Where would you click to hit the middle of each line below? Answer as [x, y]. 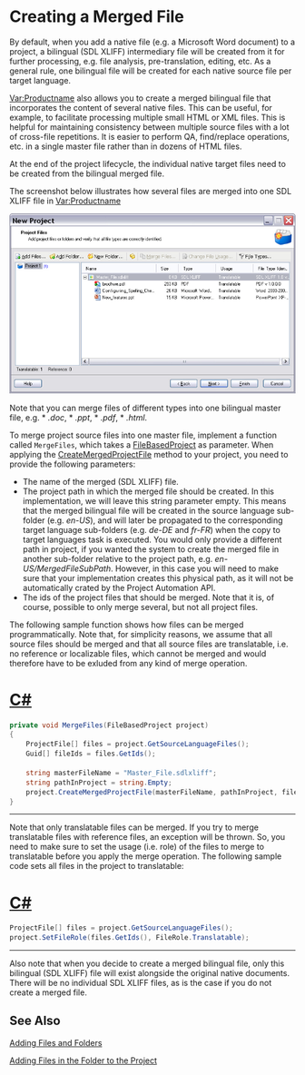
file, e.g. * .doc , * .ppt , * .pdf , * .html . [79, 417]
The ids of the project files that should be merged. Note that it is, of [148, 597]
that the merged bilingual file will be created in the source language [148, 510]
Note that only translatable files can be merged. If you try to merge [134, 827]
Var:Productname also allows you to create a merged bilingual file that [140, 98]
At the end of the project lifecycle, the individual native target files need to [148, 163]
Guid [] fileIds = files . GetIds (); [91, 754]
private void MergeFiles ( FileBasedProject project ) [109, 725]
